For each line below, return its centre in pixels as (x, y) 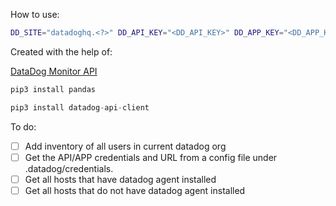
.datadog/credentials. (69, 168)
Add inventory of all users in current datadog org (125, 146)
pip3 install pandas (53, 89)
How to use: (35, 14)
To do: (23, 126)
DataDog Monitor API (54, 71)
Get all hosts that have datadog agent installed (120, 179)
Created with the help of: (61, 51)
